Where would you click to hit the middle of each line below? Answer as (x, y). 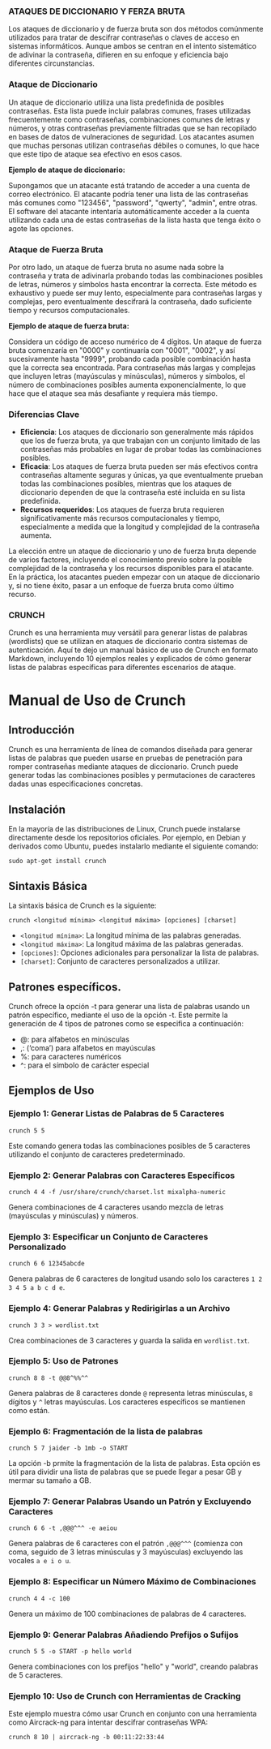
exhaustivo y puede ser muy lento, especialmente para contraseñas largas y (135, 293)
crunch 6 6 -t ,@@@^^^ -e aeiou (63, 1528)
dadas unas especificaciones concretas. (76, 784)
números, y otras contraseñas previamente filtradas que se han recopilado (133, 128)
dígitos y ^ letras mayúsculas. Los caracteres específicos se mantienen (127, 1402)
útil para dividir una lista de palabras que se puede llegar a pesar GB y (125, 1472)
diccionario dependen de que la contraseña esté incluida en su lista (133, 492)
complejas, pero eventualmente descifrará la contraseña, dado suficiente (130, 301)
